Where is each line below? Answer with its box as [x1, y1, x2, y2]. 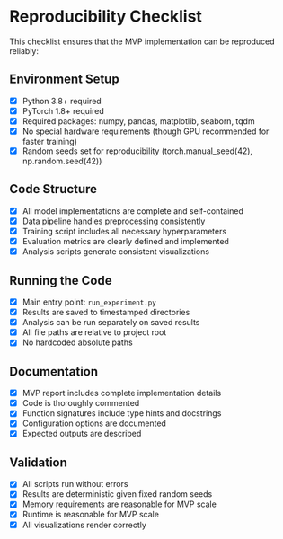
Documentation [9, 364, 99, 379]
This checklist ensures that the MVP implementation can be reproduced [9, 36, 276, 47]
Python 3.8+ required [22, 95, 102, 106]
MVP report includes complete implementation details [22, 388, 222, 399]
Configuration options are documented [22, 418, 166, 429]
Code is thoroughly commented [22, 398, 140, 409]
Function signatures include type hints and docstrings [22, 408, 222, 419]
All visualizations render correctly [22, 519, 146, 530]
